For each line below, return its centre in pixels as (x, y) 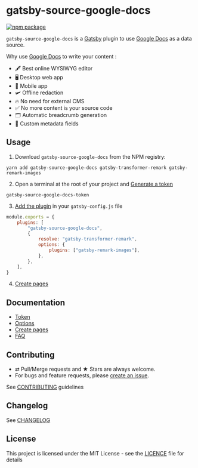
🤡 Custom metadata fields (47, 124)
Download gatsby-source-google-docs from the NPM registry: (90, 156)
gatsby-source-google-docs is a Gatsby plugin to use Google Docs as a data (99, 38)
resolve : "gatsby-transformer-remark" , (87, 239)
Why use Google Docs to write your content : (61, 56)
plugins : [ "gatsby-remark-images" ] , (94, 250)
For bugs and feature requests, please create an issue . (82, 375)
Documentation (36, 302)
